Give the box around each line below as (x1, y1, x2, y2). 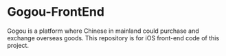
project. (7, 41, 30, 49)
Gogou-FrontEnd (7, 4, 105, 20)
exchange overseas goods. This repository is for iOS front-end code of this (7, 33, 220, 42)
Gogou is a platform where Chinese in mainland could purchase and (7, 27, 199, 35)
